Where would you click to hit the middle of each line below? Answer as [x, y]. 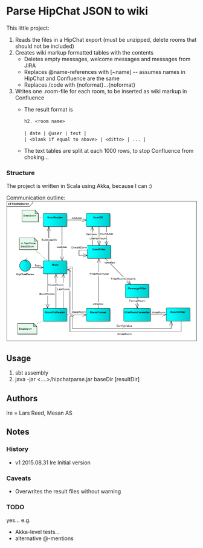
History [18, 449]
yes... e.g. [18, 520]
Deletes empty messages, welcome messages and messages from [107, 59]
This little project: [28, 28]
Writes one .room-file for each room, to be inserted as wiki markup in [101, 91]
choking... [37, 157]
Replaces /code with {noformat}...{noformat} [80, 85]
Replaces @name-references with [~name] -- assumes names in [105, 72]
